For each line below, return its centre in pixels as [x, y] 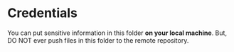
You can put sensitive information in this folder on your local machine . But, [117, 33]
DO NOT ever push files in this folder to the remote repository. [98, 40]
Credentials [43, 13]
